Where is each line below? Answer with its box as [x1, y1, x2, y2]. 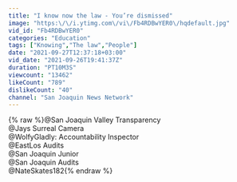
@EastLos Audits [8, 140, 65, 150]
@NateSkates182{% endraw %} [8, 166, 113, 176]
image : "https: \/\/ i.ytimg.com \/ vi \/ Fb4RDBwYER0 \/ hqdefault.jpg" [8, 19, 230, 27]
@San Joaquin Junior [8, 149, 80, 159]
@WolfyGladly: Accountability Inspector [8, 133, 140, 142]
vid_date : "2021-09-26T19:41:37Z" [8, 57, 124, 65]
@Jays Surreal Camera [8, 124, 85, 133]
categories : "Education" [8, 34, 91, 42]
